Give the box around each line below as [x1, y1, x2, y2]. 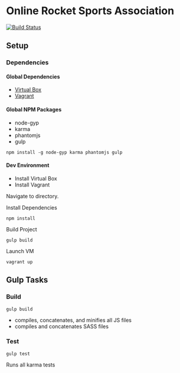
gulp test [6, 351, 31, 356]
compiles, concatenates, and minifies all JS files [14, 316, 132, 323]
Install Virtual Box [14, 175, 57, 182]
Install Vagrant [14, 181, 50, 188]
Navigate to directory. [6, 192, 59, 199]
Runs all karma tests [6, 361, 55, 368]
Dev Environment [6, 162, 50, 169]
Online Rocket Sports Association [6, 4, 175, 18]
